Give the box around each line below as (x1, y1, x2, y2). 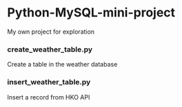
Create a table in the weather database (7, 60, 118, 69)
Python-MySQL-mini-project (7, 5, 176, 21)
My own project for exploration (7, 27, 95, 36)
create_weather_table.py (7, 45, 93, 54)
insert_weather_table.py (7, 78, 91, 87)
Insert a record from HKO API (7, 93, 90, 101)
